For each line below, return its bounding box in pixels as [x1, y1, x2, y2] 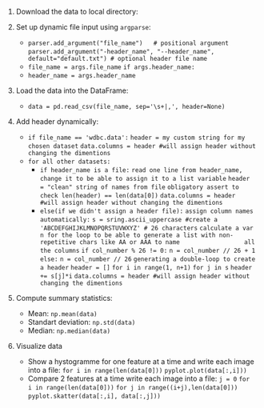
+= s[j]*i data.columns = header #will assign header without [39, 272, 250, 280]
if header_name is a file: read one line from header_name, [39, 166, 243, 174]
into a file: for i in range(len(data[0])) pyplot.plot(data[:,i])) [27, 366, 247, 374]
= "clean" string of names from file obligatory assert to [39, 183, 240, 191]
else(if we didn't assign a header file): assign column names [39, 207, 254, 215]
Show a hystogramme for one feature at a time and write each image [27, 357, 254, 366]
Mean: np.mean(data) [27, 309, 98, 318]
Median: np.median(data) [27, 326, 110, 335]
